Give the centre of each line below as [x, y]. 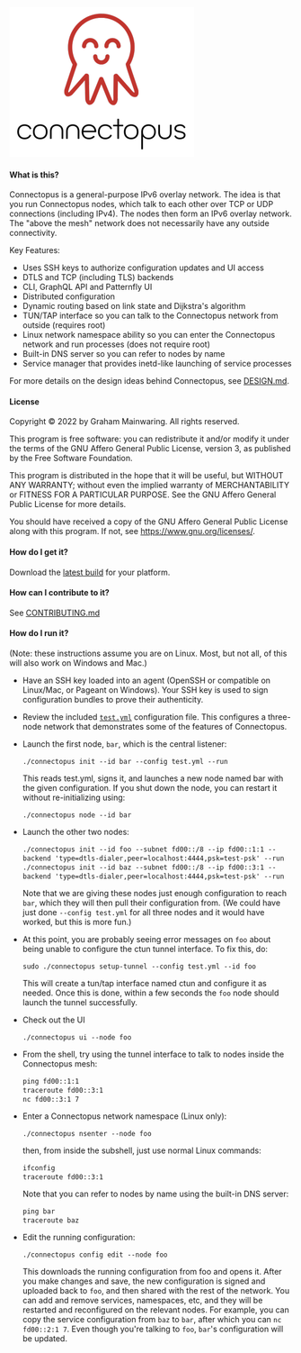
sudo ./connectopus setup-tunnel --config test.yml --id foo [139, 967]
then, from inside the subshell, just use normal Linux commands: [142, 1150]
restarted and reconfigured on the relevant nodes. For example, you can [155, 1310]
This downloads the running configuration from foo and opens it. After [152, 1272]
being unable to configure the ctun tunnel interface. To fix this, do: [145, 949]
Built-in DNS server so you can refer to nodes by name [124, 354]
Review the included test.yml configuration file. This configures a [144, 717]
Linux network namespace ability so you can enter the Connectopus [149, 335]
